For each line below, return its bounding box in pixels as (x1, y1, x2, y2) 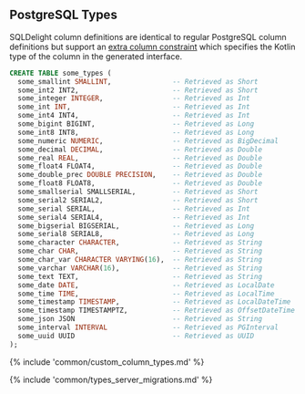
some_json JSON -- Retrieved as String (17, 315, 262, 324)
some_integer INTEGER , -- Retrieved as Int (17, 94, 250, 103)
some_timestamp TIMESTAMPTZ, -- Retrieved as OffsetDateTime (17, 306, 296, 316)
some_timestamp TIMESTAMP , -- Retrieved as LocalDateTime (17, 297, 291, 306)
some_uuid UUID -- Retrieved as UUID (17, 331, 255, 340)
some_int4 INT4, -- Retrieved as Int (17, 111, 250, 120)
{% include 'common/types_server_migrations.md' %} (9, 374, 213, 385)
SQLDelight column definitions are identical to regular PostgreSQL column (9, 31, 287, 42)
